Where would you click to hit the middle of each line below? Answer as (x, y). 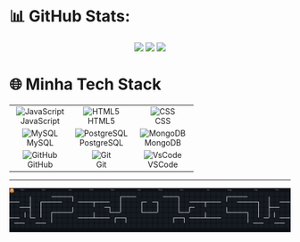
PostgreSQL (101, 142)
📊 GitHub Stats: (70, 17)
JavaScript (40, 121)
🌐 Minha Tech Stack (85, 84)
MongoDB (162, 142)
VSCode (163, 164)
